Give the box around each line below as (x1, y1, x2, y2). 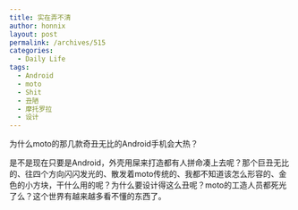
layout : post (9, 29, 58, 38)
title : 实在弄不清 (9, 13, 72, 22)
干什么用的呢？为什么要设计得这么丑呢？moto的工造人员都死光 (55, 180, 287, 190)
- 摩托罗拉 (17, 105, 53, 113)
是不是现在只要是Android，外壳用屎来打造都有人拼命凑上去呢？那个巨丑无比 (9, 157, 289, 168)
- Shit (17, 88, 42, 97)
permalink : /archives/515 (9, 38, 106, 47)
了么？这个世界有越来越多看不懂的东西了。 (9, 191, 166, 202)
